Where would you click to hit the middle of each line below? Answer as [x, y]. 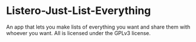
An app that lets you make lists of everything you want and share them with [98, 27]
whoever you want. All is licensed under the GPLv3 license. [78, 33]
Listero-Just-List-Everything [79, 11]
